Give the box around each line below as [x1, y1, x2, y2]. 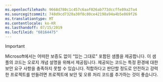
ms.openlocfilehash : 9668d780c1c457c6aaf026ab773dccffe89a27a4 [5, 7, 137, 12]
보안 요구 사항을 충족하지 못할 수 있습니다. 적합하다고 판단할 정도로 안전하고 [5, 65, 149, 71]
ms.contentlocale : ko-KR [5, 20, 56, 26]
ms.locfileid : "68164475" [5, 30, 58, 35]
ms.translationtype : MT [5, 16, 54, 21]
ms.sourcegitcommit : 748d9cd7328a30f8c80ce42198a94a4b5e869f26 [5, 12, 137, 17]
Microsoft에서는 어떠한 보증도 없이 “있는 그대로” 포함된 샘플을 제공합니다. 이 [5, 53, 151, 59]
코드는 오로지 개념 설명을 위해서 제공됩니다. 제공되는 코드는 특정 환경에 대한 [14, 60, 159, 65]
